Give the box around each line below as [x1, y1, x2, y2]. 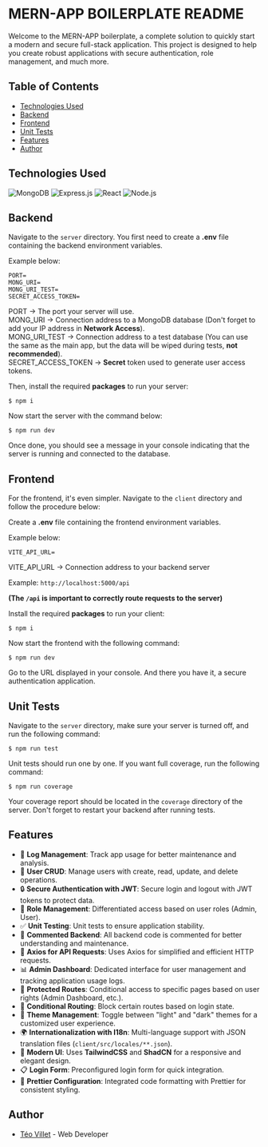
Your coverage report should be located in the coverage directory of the [8, 797, 243, 806]
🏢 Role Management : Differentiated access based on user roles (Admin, [19, 904, 258, 914]
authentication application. [8, 676, 96, 686]
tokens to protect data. [19, 895, 95, 905]
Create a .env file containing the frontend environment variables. [8, 517, 222, 528]
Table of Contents [8, 80, 100, 94]
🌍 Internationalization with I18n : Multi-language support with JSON [19, 1027, 246, 1037]
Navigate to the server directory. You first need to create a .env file [8, 233, 229, 242]
